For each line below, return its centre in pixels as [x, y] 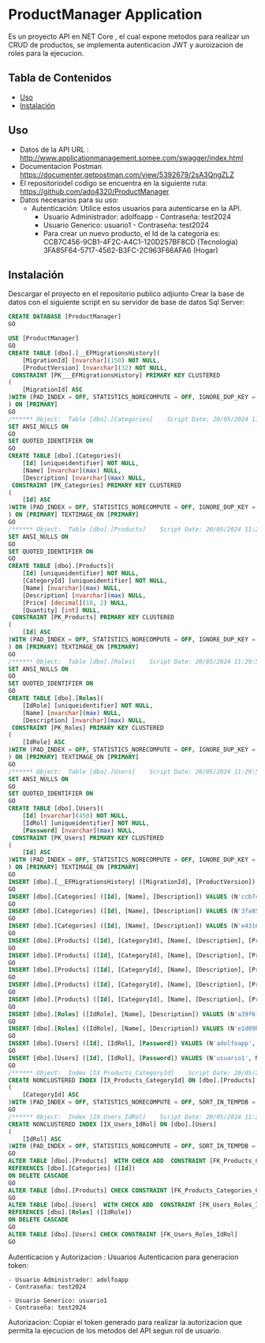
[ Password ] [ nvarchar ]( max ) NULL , [79, 830]
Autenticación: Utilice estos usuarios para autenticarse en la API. [136, 208]
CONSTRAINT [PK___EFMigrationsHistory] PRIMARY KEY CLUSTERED [116, 375]
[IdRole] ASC [44, 743]
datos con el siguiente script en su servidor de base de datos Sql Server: [127, 303]
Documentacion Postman [61, 166]
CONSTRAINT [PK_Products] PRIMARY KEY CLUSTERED [93, 618]
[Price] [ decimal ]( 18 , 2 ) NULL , [75, 603]
